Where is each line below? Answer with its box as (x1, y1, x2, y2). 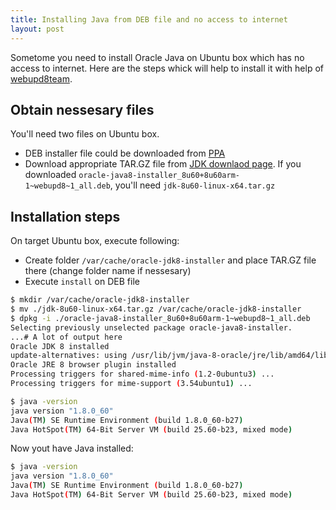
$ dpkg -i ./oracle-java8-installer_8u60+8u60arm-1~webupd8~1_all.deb (10, 313, 311, 323)
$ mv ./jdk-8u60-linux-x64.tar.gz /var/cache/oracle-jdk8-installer (10, 304, 302, 314)
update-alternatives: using (10, 351, 128, 361)
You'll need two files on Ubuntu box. (10, 128, 160, 140)
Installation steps (10, 208, 121, 225)
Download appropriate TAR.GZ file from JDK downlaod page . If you (24, 158, 302, 170)
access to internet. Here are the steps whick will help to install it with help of (10, 62, 324, 74)
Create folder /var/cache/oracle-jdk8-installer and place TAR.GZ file (24, 254, 317, 266)
